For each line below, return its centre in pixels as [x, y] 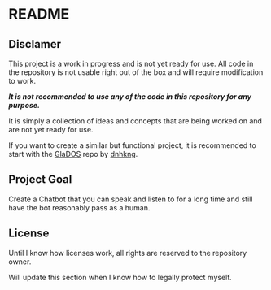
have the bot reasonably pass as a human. [79, 207]
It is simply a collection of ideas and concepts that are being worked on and [135, 121]
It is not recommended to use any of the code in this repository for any [130, 97]
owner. [20, 262]
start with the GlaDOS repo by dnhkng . [73, 154]
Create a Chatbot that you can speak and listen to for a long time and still [131, 199]
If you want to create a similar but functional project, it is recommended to [132, 145]
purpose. [24, 105]
